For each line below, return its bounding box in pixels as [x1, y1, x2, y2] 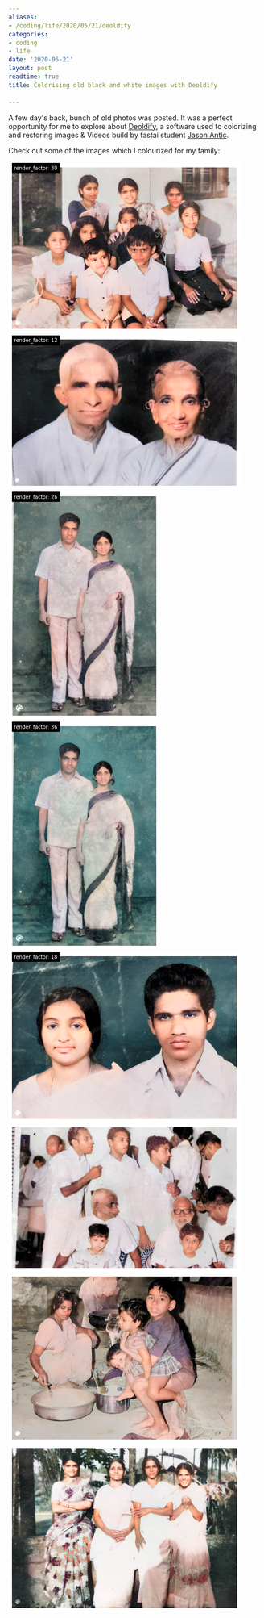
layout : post [8, 65, 52, 73]
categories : [8, 30, 48, 38]
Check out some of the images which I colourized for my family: [8, 145, 221, 155]
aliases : [8, 13, 38, 21]
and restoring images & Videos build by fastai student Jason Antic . [8, 130, 229, 140]
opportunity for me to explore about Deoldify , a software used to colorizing [8, 121, 257, 131]
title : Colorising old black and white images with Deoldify [8, 81, 218, 89]
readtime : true [8, 73, 60, 81]
